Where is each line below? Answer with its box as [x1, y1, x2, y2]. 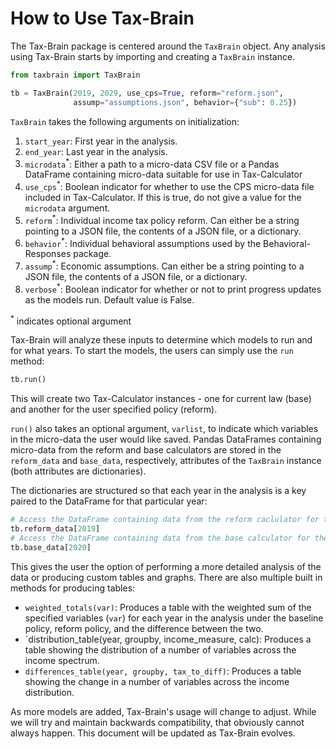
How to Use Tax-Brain [10, 7, 195, 30]
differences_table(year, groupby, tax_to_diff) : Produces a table [24, 665, 302, 677]
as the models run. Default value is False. [24, 293, 195, 306]
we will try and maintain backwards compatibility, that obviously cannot [10, 716, 305, 728]
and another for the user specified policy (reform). [10, 403, 218, 416]
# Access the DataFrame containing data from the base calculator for [10, 533, 311, 543]
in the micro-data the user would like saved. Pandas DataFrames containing [10, 433, 322, 446]
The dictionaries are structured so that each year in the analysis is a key [10, 485, 307, 497]
